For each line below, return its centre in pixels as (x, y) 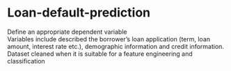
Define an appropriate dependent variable (67, 32)
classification (26, 61)
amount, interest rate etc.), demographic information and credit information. (116, 46)
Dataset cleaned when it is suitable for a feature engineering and (100, 54)
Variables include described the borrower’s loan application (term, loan (109, 39)
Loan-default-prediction (79, 13)
